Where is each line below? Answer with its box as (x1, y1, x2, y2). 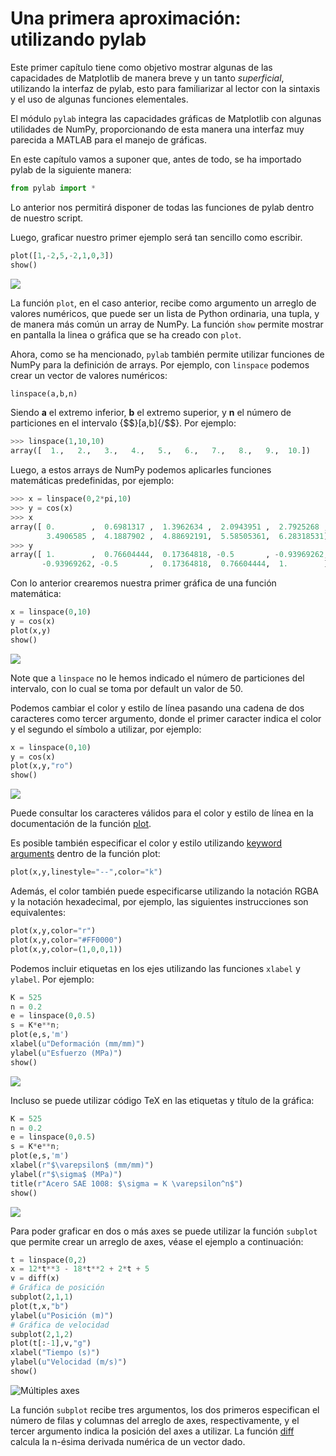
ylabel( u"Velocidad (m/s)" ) (10, 1357, 128, 1367)
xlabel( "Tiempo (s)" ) (10, 1348, 101, 1358)
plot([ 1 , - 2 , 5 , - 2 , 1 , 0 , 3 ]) (10, 250, 114, 261)
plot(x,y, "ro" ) (10, 761, 74, 771)
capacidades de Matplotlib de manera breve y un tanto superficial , (10, 72, 285, 84)
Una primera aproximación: (10, 7, 242, 30)
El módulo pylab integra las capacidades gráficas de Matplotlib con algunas (10, 112, 322, 124)
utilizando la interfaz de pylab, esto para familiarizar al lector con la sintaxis (10, 82, 321, 94)
